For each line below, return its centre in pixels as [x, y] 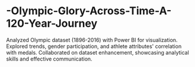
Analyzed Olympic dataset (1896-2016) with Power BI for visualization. [92, 40]
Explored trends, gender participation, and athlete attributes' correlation [94, 46]
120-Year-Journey [52, 23]
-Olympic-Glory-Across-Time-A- [89, 11]
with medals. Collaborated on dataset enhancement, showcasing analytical [98, 52]
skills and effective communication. [49, 59]
